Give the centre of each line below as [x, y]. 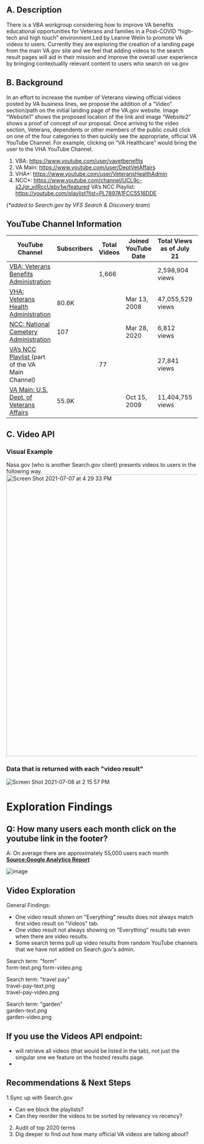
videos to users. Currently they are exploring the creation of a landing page [100, 44]
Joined [139, 241]
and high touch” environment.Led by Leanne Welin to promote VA [100, 37]
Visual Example [30, 452]
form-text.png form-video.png [44, 968]
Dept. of [21, 397]
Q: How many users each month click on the [91, 829]
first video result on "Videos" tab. [57, 924]
